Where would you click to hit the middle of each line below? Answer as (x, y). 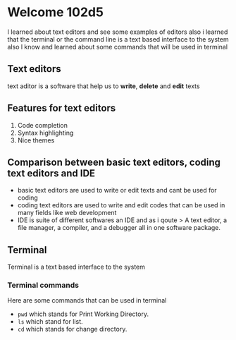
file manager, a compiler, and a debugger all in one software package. (119, 228)
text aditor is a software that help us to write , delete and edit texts (104, 86)
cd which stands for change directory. (72, 329)
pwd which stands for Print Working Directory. (83, 314)
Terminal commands (43, 285)
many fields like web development (67, 213)
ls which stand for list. (50, 322)
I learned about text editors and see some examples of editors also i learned (118, 32)
